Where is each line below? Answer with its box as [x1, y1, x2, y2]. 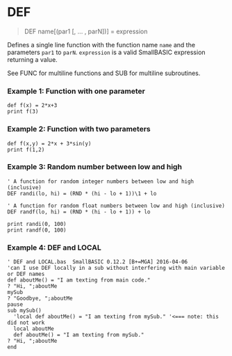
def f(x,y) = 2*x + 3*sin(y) [7, 140, 92, 147]
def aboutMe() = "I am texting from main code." [7, 277, 151, 284]
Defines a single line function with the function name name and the [7, 40, 196, 49]
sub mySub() [7, 307, 42, 314]
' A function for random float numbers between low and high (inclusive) [7, 202, 226, 209]
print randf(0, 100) [7, 227, 67, 234]
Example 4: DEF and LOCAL [7, 243, 102, 252]
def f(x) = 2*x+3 [7, 102, 58, 109]
